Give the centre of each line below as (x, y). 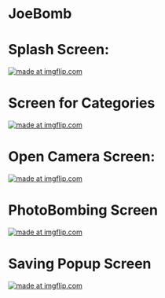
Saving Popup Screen (80, 264)
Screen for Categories (82, 103)
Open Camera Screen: (82, 157)
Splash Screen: (59, 50)
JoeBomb (40, 14)
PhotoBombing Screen (83, 210)
